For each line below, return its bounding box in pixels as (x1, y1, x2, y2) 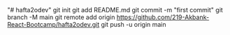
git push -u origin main (101, 21, 166, 28)
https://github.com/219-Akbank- (116, 13, 210, 21)
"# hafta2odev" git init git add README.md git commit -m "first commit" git (7, 6, 224, 14)
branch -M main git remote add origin (7, 13, 115, 21)
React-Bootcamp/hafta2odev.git (7, 21, 100, 28)
